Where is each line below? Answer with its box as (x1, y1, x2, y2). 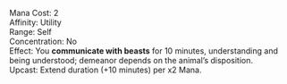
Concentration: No (9, 36, 78, 46)
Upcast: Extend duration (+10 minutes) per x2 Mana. (9, 64, 203, 75)
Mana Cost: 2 (9, 8, 59, 18)
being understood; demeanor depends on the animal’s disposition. (9, 55, 253, 65)
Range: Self (9, 27, 52, 37)
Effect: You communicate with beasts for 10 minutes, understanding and (9, 46, 279, 56)
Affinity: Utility (9, 17, 63, 28)
